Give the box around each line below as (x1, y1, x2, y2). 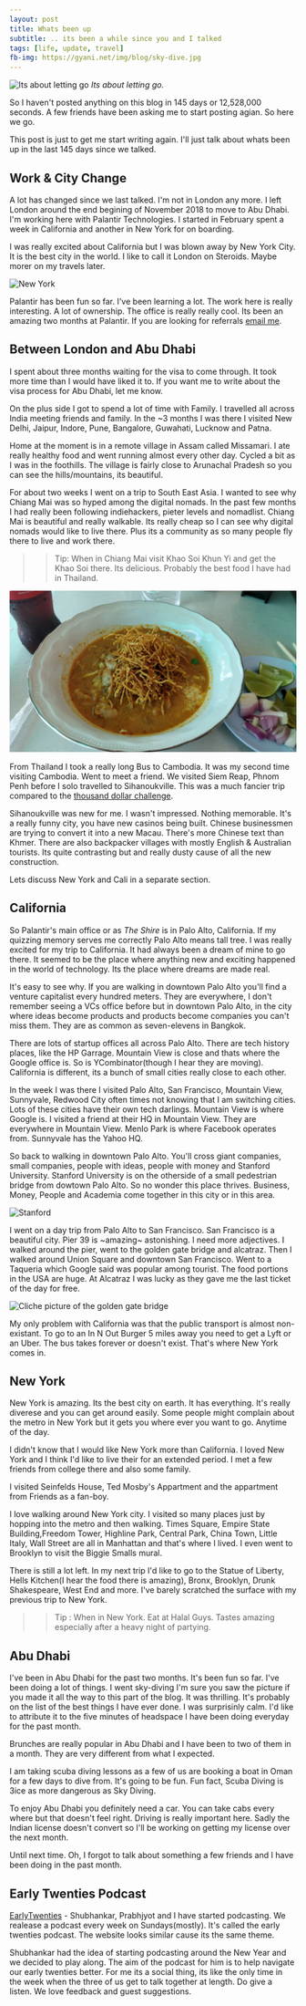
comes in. (9, 1346, 46, 1358)
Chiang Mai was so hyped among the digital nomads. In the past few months (9, 496, 297, 507)
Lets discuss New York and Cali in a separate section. (9, 874, 211, 885)
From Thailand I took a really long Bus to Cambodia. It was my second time (9, 761, 290, 772)
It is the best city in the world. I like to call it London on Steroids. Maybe (9, 251, 278, 262)
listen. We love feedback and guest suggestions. (9, 1986, 192, 1997)
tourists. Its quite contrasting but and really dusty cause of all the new (9, 847, 271, 857)
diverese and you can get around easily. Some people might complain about (9, 1408, 295, 1419)
